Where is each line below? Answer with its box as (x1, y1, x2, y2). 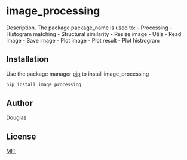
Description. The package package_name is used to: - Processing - (6, 24, 173, 31)
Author (6, 98, 33, 108)
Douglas (6, 114, 27, 121)
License (6, 131, 36, 141)
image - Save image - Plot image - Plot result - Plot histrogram (6, 37, 160, 44)
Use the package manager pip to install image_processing (6, 70, 149, 77)
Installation (6, 54, 49, 64)
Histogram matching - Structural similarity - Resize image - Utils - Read (6, 30, 182, 37)
